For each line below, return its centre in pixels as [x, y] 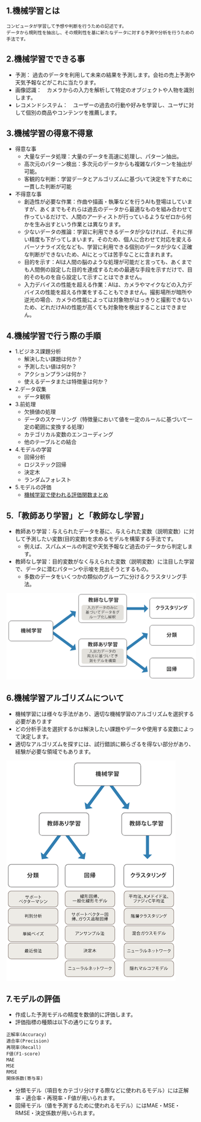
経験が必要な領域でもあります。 [54, 751]
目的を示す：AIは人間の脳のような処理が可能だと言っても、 [97, 262]
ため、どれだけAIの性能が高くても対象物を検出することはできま [103, 307]
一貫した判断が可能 [48, 186]
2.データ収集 [31, 389]
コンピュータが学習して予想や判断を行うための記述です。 [66, 26]
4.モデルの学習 [33, 450]
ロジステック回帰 [45, 465]
